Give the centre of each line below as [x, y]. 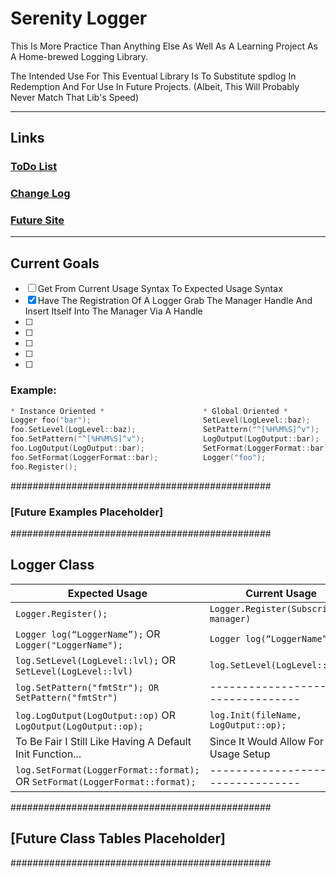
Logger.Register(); [61, 613]
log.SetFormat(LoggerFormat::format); [107, 770]
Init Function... [48, 754]
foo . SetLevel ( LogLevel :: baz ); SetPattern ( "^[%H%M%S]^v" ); [165, 430]
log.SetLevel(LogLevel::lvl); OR [95, 660]
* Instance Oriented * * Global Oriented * [149, 411]
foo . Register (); [44, 467]
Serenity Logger [79, 18]
